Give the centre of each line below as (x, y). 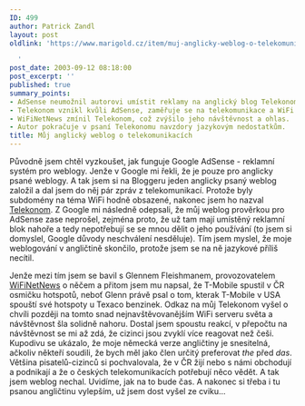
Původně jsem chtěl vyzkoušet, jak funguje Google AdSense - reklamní (142, 161)
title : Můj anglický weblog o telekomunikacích (101, 136)
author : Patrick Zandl (52, 26)
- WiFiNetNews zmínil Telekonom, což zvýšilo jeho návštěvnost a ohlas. (150, 119)
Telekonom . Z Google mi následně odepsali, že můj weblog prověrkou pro (147, 209)
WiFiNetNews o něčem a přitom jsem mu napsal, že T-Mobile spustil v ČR (147, 285)
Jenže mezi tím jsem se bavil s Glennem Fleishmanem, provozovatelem (143, 275)
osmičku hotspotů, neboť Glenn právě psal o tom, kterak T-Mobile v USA (145, 295)
